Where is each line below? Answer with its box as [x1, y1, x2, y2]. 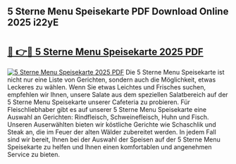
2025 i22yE [7, 17, 59, 29]
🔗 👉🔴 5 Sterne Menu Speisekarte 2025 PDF [7, 46, 204, 58]
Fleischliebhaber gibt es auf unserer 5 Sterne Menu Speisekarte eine [7, 106, 207, 113]
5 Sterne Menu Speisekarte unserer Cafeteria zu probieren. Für [7, 98, 190, 106]
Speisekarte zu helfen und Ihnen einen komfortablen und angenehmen [7, 143, 212, 151]
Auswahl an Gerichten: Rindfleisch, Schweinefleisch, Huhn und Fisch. [7, 113, 209, 121]
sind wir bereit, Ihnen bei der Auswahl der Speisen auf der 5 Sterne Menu [7, 135, 221, 144]
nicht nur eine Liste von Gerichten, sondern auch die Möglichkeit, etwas [7, 75, 216, 84]
